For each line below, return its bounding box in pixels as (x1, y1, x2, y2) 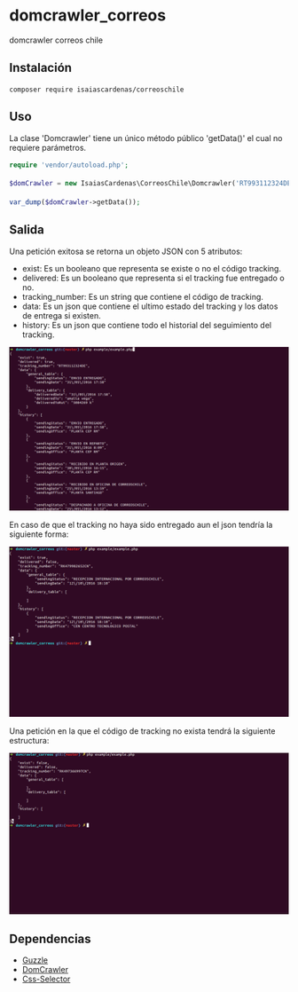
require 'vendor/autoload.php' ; (9, 161, 129, 169)
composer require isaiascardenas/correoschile (9, 85, 184, 94)
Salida (9, 223, 44, 238)
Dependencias (9, 931, 91, 946)
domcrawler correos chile (9, 35, 104, 45)
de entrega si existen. (21, 310, 101, 320)
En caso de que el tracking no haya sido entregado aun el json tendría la (9, 520, 273, 531)
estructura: (9, 736, 50, 746)
